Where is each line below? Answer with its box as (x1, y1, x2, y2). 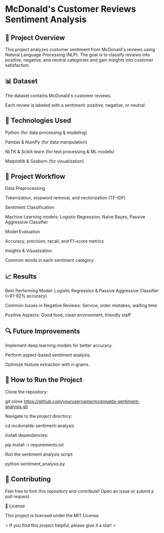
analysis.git (5, 404, 28, 409)
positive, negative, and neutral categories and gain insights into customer (5, 57, 154, 63)
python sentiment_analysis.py (5, 461, 65, 467)
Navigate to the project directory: (5, 413, 72, 419)
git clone (5, 398, 23, 404)
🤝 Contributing (5, 475, 51, 483)
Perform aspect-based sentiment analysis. (5, 352, 91, 358)
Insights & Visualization (5, 248, 52, 254)
